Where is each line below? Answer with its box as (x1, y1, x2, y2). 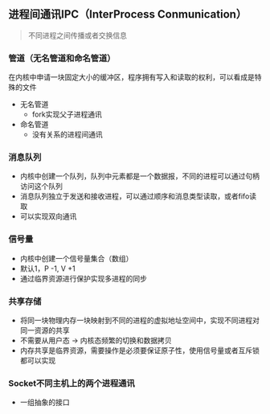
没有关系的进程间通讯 (31, 129, 103, 139)
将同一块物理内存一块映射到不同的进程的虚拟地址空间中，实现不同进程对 (19, 316, 260, 325)
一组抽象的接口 (19, 397, 70, 408)
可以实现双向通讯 (19, 211, 77, 221)
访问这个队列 (19, 182, 63, 191)
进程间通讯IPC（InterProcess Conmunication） (8, 7, 247, 22)
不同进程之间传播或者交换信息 (27, 31, 127, 40)
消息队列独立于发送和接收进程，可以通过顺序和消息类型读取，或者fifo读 (19, 191, 257, 201)
